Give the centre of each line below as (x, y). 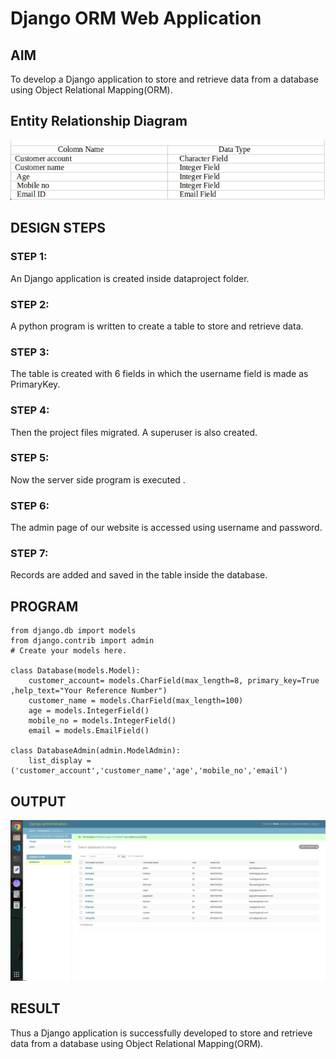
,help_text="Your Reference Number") (89, 691)
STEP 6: (30, 505)
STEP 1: (29, 257)
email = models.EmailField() (89, 731)
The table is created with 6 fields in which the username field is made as (159, 374)
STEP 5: (30, 458)
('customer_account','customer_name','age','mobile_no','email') (149, 771)
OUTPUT (38, 801)
